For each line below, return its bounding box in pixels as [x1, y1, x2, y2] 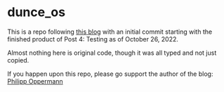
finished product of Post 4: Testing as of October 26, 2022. [7, 34, 179, 43]
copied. [7, 55, 29, 64]
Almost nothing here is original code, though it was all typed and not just [7, 48, 217, 57]
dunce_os [7, 4, 65, 20]
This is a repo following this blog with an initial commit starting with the [7, 27, 213, 36]
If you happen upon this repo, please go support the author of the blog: [7, 70, 213, 78]
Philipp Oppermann [7, 77, 63, 85]
